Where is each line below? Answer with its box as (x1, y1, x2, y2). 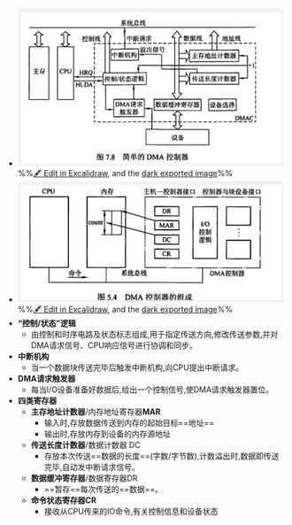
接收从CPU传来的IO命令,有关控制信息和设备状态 (43, 506, 219, 516)
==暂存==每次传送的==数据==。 (43, 483, 164, 494)
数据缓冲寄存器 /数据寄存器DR (30, 473, 138, 483)
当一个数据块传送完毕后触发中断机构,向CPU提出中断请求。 (30, 362, 244, 373)
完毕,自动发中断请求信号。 (43, 461, 140, 472)
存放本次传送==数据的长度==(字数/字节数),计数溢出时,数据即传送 (43, 451, 280, 461)
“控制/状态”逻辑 (17, 318, 77, 328)
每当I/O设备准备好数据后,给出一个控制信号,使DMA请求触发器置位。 (30, 384, 274, 395)
